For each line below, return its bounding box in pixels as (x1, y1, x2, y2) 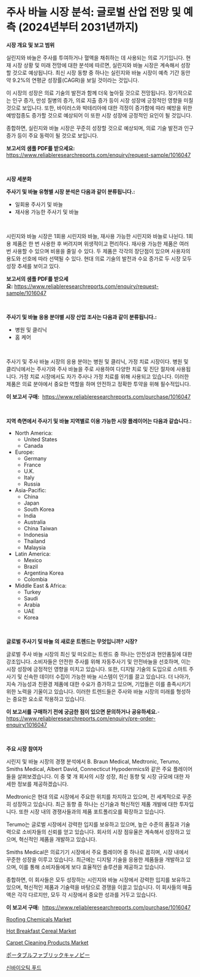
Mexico (23, 556, 42, 563)
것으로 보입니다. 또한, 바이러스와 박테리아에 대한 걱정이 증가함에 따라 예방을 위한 (6, 104, 193, 111)
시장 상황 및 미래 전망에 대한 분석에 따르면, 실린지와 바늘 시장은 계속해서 (12, 61, 180, 69)
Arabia (23, 601, 41, 608)
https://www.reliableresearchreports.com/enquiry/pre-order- (6, 715, 156, 722)
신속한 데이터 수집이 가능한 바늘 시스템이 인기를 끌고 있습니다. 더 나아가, (23, 673, 191, 680)
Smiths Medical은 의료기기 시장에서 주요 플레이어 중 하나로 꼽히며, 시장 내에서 (6, 848, 189, 855)
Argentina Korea (23, 569, 64, 577)
